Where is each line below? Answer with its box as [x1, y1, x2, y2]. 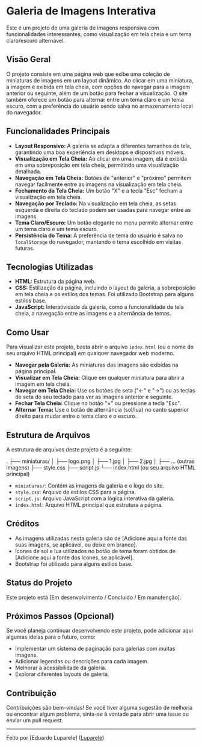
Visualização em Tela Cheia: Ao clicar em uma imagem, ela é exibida [14, 155, 188, 162]
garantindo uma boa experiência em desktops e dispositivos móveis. [14, 149, 185, 156]
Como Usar [6, 327, 49, 338]
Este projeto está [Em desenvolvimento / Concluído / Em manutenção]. [6, 594, 182, 601]
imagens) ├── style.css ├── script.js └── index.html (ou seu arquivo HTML [6, 464, 196, 471]
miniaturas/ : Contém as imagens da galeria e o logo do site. [14, 482, 164, 489]
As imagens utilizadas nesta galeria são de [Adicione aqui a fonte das [14, 535, 188, 542]
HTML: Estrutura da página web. [14, 278, 96, 285]
